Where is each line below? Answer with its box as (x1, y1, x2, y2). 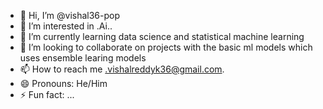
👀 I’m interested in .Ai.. (19, 20, 113, 32)
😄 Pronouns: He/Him (19, 78, 108, 89)
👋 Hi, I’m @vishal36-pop (19, 10, 121, 21)
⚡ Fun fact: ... (19, 89, 75, 100)
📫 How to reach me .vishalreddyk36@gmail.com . (19, 63, 225, 75)
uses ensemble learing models (19, 52, 147, 64)
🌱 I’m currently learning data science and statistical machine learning (19, 31, 305, 42)
